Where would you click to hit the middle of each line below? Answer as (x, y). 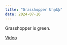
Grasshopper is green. (28, 28)
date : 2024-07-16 (23, 14)
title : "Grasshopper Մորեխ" (34, 10)
